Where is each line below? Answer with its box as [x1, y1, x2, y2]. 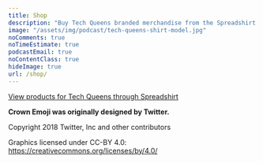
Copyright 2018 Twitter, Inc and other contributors [8, 122, 171, 132]
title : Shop [8, 11, 47, 20]
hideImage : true [8, 63, 62, 71]
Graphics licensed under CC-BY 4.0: [8, 137, 127, 146]
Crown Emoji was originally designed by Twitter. [8, 107, 170, 117]
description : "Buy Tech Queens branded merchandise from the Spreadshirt [8, 19, 257, 27]
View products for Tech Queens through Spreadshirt [8, 91, 179, 101]
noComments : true [8, 33, 66, 42]
